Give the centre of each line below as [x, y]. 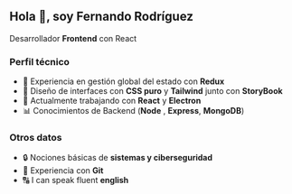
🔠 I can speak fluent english [75, 180]
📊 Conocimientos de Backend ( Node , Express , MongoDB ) [133, 111]
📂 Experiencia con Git [63, 171]
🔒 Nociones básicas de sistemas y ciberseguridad [118, 158]
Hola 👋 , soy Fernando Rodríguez [102, 17]
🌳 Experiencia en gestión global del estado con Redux [123, 81]
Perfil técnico [40, 61]
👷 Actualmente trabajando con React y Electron [112, 101]
